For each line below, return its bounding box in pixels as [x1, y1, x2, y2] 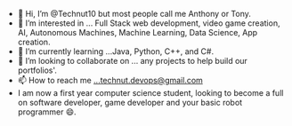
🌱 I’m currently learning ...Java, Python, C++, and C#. [17, 46, 215, 57]
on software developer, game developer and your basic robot [17, 98, 243, 107]
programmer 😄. [17, 106, 77, 117]
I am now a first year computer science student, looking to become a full [17, 88, 284, 98]
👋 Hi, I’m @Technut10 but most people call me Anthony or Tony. [17, 9, 252, 19]
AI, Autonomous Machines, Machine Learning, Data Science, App [17, 28, 258, 37]
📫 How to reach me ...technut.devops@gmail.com [17, 75, 203, 85]
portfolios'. [17, 65, 58, 75]
